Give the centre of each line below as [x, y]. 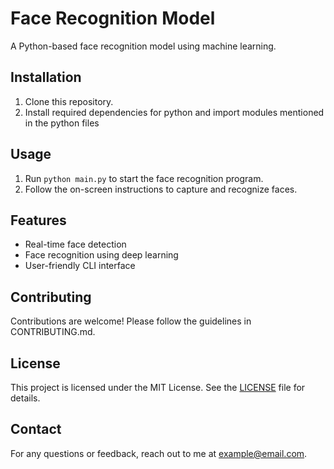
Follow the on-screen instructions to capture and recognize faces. [161, 189]
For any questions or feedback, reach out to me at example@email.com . [159, 453]
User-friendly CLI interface [80, 266]
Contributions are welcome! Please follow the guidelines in [131, 321]
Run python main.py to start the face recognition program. [144, 178]
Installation [46, 77]
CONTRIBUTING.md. [53, 332]
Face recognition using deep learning [101, 255]
